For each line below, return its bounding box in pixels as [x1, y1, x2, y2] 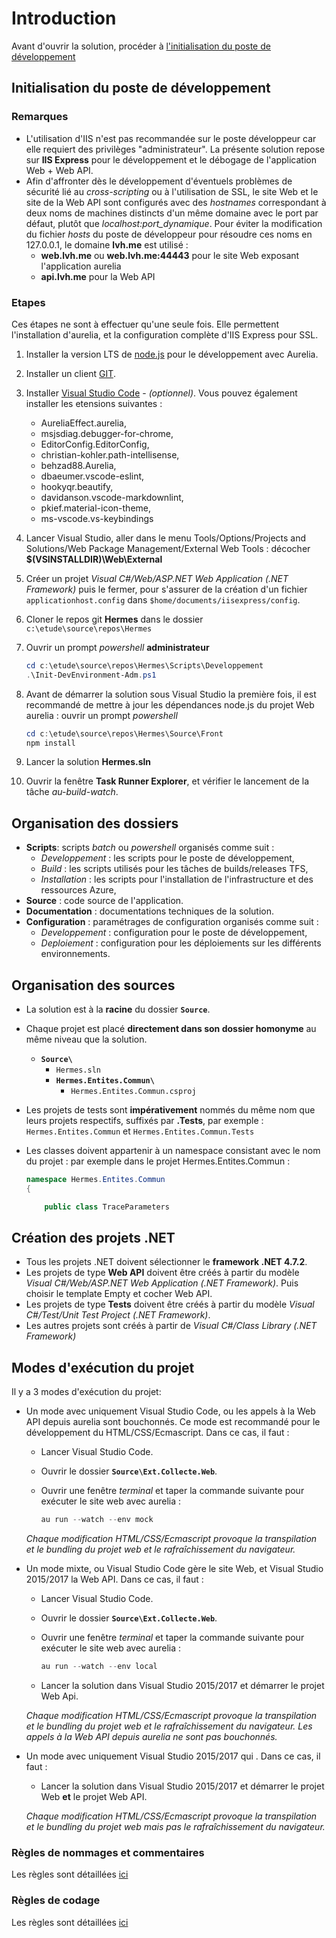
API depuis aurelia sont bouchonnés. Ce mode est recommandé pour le [25, 1416, 321, 1428]
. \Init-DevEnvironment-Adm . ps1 [25, 670, 157, 680]
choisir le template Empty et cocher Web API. [25, 1288, 213, 1300]
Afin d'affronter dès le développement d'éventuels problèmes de [25, 175, 293, 187]
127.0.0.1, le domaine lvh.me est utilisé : [25, 238, 189, 251]
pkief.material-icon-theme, [40, 502, 152, 514]
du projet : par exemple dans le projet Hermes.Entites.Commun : [25, 1155, 291, 1167]
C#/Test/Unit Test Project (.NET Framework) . [25, 1309, 211, 1321]
